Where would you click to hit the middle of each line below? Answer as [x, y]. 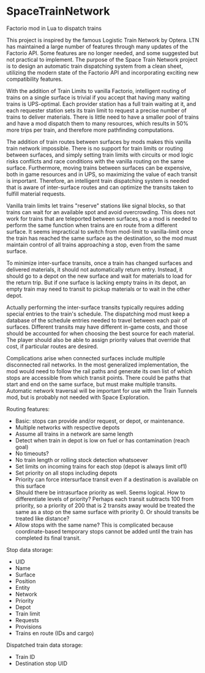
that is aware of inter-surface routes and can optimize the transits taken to [100, 187]
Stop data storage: [30, 549]
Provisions [28, 627]
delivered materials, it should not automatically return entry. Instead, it [95, 269]
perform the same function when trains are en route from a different [92, 225]
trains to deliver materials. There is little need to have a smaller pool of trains [102, 117]
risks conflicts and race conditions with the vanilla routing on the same [95, 161]
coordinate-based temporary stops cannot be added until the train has [104, 531]
